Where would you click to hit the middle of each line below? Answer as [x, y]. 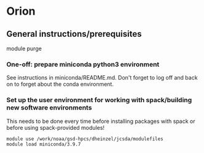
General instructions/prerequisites [74, 34]
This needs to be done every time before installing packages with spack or [101, 121]
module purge [24, 48]
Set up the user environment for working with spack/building [99, 100]
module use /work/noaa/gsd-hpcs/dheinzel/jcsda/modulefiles [85, 139]
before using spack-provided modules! [56, 127]
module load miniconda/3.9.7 [44, 144]
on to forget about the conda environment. [60, 84]
